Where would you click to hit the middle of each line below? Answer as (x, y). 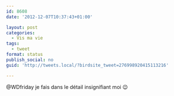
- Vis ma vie (27, 38)
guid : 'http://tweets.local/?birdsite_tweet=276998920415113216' (87, 65)
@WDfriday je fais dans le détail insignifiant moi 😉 (67, 87)
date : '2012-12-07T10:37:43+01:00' (50, 17)
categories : (21, 33)
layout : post (22, 27)
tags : (13, 44)
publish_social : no (30, 60)
